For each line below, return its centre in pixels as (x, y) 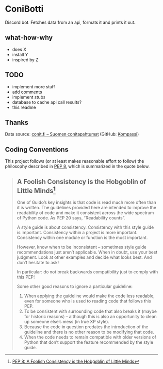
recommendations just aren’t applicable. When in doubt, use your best (87, 252)
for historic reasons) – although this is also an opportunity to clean (90, 316)
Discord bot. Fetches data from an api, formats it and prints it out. (70, 22)
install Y (20, 54)
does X (19, 49)
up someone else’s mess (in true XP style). (67, 322)
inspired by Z (25, 60)
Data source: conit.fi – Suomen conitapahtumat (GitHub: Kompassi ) (72, 134)
